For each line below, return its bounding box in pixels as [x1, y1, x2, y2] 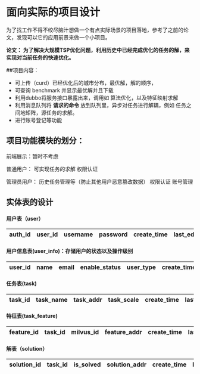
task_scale [108, 295, 139, 304]
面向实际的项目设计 [6, 5, 101, 19]
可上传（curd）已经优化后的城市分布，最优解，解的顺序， [14, 79, 157, 86]
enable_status [80, 263, 121, 271]
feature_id [9, 327, 39, 336]
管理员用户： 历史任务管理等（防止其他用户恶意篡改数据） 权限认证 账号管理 [6, 178, 193, 185]
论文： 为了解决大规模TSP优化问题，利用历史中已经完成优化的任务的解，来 [6, 46, 190, 54]
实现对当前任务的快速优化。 [6, 54, 74, 61]
